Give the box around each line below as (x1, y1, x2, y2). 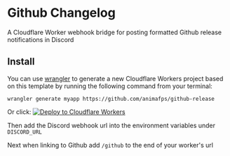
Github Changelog (7, 5, 116, 21)
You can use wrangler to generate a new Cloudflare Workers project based (7, 74, 224, 83)
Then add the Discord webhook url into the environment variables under (7, 121, 216, 129)
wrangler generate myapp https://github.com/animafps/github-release (7, 95, 215, 102)
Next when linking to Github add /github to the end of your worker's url (7, 141, 214, 149)
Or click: (7, 107, 32, 116)
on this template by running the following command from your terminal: (7, 82, 212, 90)
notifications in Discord (7, 35, 74, 43)
